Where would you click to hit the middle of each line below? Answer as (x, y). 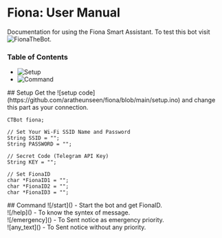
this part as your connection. (48, 108)
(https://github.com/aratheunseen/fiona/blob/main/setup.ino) (94, 100)
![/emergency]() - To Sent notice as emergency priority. (86, 220)
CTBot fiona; (26, 120)
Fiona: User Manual (64, 13)
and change (199, 100)
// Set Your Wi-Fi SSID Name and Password (69, 132)
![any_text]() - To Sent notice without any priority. (77, 227)
